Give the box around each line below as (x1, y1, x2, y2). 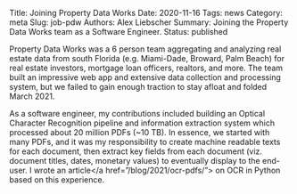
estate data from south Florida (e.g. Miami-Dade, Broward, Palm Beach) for (9, 53, 285, 63)
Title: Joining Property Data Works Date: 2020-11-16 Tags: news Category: (9, 8, 284, 18)
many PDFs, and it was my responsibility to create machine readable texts (9, 137, 281, 147)
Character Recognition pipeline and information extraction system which (9, 117, 275, 128)
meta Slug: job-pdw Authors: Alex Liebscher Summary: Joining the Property (9, 17, 289, 28)
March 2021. (9, 91, 55, 101)
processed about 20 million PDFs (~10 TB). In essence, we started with (9, 127, 270, 137)
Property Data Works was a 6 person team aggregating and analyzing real (9, 44, 282, 54)
